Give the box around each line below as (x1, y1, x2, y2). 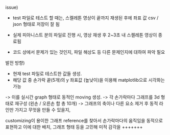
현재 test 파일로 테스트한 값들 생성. (12, 71, 82, 77)
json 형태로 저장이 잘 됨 (12, 21, 60, 27)
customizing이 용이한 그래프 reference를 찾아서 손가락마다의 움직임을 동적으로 (5, 118, 163, 123)
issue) (5, 5, 18, 10)
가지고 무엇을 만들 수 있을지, (14, 107, 71, 113)
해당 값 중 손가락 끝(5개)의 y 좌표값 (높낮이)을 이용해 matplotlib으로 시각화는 (12, 77, 165, 83)
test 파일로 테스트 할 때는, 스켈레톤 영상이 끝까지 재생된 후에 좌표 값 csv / (12, 15, 159, 21)
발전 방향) (5, 60, 25, 65)
